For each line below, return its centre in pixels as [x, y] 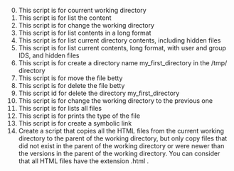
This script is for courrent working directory [82, 10]
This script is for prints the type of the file [79, 116]
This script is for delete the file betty [71, 85]
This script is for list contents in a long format [85, 33]
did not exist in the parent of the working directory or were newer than [121, 146]
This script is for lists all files [60, 108]
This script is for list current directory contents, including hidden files [119, 40]
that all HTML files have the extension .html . [84, 161]
